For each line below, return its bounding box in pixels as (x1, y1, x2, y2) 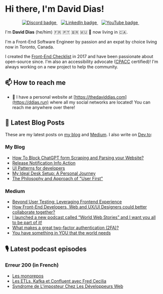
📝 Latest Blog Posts (5, 119, 65, 127)
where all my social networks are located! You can (50, 99, 151, 105)
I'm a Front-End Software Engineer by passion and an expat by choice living (5, 39, 157, 44)
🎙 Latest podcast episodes (5, 245, 87, 253)
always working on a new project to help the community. (5, 63, 118, 69)
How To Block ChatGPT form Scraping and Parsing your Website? (12, 155, 144, 161)
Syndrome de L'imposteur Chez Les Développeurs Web (12, 283, 123, 289)
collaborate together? (12, 209, 55, 215)
